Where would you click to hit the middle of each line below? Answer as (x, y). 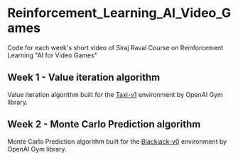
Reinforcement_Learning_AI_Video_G (119, 13)
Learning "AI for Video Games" (52, 55)
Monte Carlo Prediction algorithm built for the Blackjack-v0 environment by (117, 141)
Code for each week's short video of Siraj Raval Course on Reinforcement (115, 47)
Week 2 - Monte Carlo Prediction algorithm (104, 124)
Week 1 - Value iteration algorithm (84, 78)
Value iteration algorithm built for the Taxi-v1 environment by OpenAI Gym (115, 94)
